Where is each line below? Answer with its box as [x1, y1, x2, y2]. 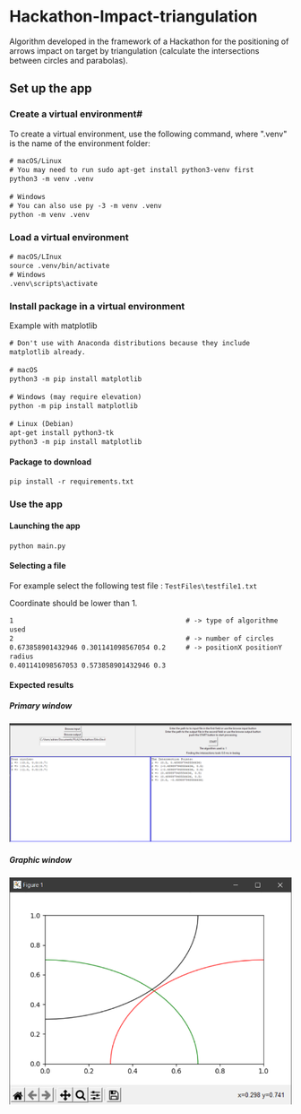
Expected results [9, 680, 74, 691]
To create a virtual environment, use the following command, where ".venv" [9, 128, 288, 139]
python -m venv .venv [9, 210, 90, 219]
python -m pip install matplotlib [9, 402, 139, 411]
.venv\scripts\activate [9, 279, 99, 288]
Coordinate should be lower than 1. [9, 597, 138, 608]
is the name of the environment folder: [9, 137, 150, 149]
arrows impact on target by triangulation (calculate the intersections [9, 45, 260, 56]
